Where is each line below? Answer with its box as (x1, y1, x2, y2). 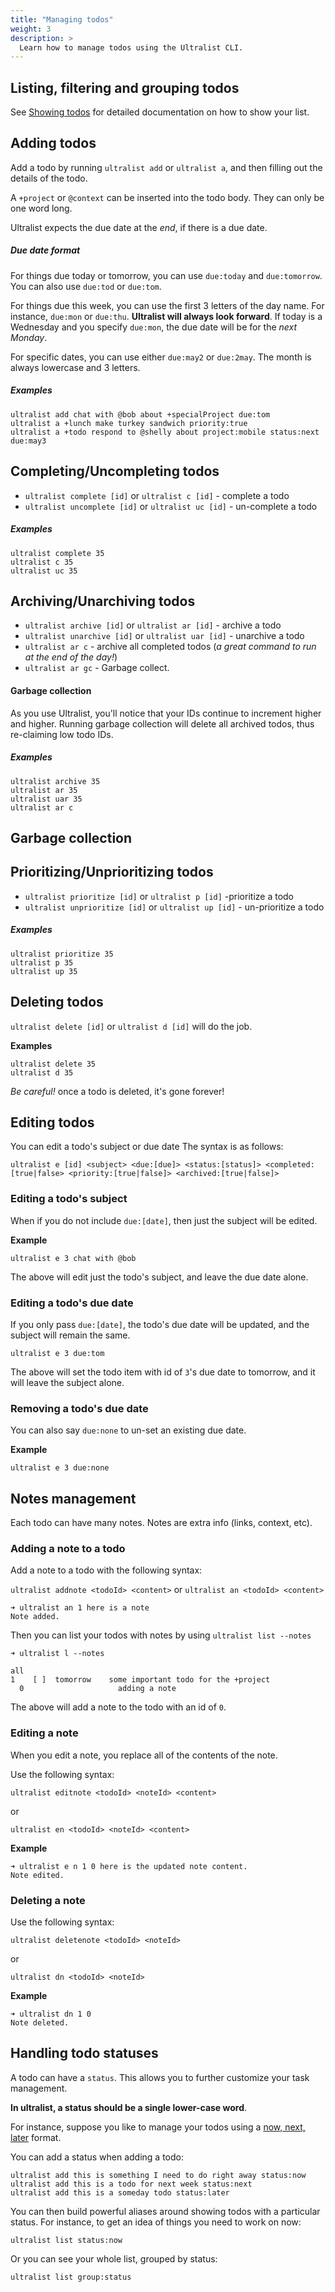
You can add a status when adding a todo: (10, 2151, 185, 2163)
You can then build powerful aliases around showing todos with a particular (10, 2205, 321, 2217)
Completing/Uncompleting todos (10, 463, 220, 480)
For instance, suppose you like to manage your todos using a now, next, (10, 2121, 306, 2133)
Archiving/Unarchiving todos (10, 592, 196, 610)
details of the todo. (10, 172, 88, 184)
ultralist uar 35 (10, 794, 83, 804)
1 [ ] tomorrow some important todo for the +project (10, 1675, 271, 1685)
